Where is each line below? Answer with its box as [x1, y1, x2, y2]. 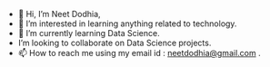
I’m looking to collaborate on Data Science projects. [17, 37, 212, 48]
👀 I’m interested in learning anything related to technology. [17, 18, 237, 29]
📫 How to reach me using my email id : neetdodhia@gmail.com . [17, 48, 261, 58]
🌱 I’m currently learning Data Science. [17, 28, 161, 38]
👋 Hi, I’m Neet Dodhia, [17, 9, 102, 19]
